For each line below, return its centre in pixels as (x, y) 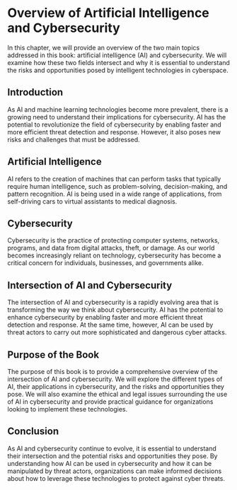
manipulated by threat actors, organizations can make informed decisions (115, 471)
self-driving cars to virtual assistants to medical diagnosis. (92, 201)
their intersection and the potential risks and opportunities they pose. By (112, 456)
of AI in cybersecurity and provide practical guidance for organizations (110, 402)
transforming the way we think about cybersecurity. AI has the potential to (115, 310)
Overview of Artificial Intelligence (109, 13)
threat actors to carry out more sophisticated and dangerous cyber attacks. (117, 332)
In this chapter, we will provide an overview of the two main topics (104, 47)
